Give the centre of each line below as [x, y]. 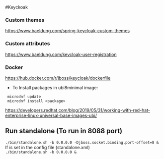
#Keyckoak [17, 7]
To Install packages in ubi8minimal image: [55, 87]
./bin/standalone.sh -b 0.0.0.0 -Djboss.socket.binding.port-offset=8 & [82, 142]
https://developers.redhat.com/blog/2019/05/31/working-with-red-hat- [78, 110]
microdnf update [24, 97]
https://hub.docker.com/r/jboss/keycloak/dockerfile [58, 78]
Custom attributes [28, 44]
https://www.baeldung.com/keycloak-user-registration [61, 54]
